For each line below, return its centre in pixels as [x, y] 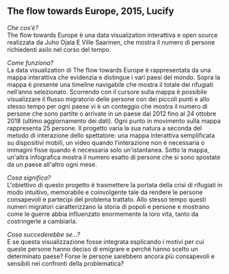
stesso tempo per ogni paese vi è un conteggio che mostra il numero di [107, 106]
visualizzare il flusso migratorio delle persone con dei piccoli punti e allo [108, 99]
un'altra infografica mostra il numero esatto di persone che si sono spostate [114, 157]
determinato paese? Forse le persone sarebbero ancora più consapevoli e [111, 256]
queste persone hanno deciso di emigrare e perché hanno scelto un [103, 249]
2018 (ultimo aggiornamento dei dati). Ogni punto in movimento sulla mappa [114, 121]
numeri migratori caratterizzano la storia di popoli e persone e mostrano [108, 206]
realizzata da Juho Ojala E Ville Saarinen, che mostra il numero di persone [111, 42]
